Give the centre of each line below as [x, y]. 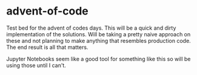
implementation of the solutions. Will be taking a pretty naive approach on [98, 34]
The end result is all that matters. [47, 47]
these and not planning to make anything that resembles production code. [98, 41]
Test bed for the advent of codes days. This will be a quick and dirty [91, 28]
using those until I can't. [36, 65]
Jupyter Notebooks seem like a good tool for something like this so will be [98, 59]
